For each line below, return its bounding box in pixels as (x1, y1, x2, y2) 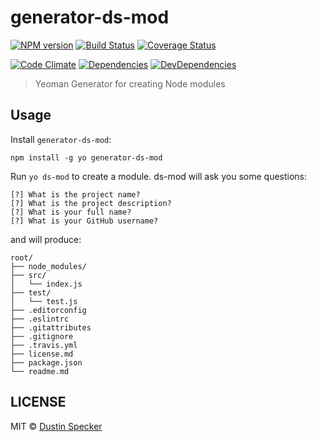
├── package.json (10, 357, 83, 368)
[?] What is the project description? (10, 198, 172, 208)
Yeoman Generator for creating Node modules (34, 77, 226, 90)
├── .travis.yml (10, 340, 78, 350)
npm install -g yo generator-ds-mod (10, 152, 163, 163)
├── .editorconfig (10, 305, 87, 315)
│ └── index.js (10, 279, 83, 289)
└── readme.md (10, 366, 70, 376)
